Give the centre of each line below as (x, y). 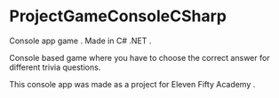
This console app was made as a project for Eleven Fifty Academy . (132, 84)
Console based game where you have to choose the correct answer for (139, 57)
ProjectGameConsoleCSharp (118, 16)
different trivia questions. (55, 67)
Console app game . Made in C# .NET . (80, 41)
